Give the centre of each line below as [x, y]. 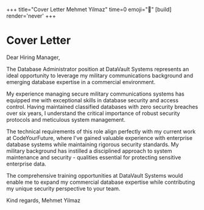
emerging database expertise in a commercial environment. [81, 82]
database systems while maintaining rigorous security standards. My [93, 144]
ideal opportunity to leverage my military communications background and [100, 75]
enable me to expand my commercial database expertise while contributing [101, 182]
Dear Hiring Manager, [33, 57]
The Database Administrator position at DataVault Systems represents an [98, 69]
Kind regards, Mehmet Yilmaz [44, 200]
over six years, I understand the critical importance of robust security [93, 113]
